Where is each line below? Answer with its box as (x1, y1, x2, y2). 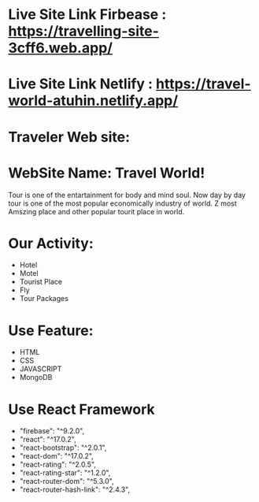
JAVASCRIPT (19, 364, 62, 374)
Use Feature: (8, 322, 94, 340)
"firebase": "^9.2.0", (19, 426, 85, 436)
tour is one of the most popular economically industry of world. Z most (8, 199, 238, 208)
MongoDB (19, 373, 53, 382)
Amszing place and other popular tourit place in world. (8, 206, 185, 216)
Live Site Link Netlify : (8, 75, 154, 93)
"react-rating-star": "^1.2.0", (19, 468, 111, 478)
